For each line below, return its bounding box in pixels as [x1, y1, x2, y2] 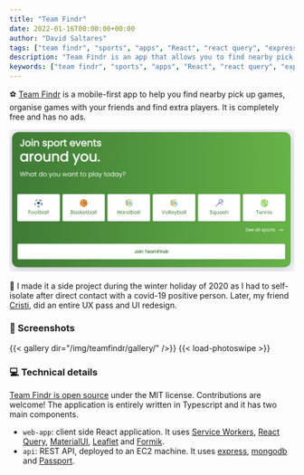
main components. [9, 409, 79, 420]
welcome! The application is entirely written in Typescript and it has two [9, 399, 278, 411]
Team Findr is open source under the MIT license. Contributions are [9, 390, 261, 401]
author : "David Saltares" [9, 33, 107, 43]
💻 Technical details [9, 366, 98, 378]
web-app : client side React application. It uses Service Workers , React [22, 426, 280, 438]
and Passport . [22, 455, 75, 466]
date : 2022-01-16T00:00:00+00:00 [9, 24, 136, 33]
